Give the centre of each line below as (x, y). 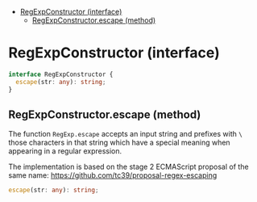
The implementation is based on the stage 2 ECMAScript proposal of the (128, 167)
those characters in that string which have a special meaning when (120, 143)
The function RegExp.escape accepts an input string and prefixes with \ (126, 134)
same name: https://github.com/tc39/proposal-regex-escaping (113, 175)
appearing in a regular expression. (65, 151)
